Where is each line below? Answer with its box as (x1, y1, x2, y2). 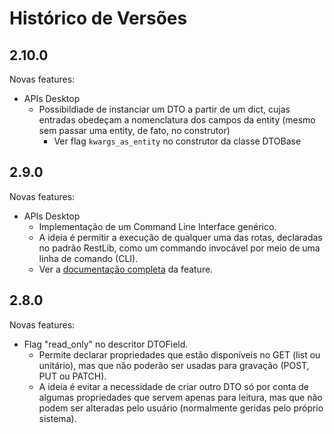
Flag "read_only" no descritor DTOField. (23, 338, 189, 350)
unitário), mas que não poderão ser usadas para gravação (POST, (38, 359, 310, 371)
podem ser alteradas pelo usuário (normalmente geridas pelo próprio (38, 402, 324, 414)
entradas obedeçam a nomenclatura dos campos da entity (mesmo (38, 114, 316, 126)
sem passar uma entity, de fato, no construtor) (38, 125, 231, 136)
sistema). (38, 412, 77, 424)
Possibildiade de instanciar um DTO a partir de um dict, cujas (38, 103, 291, 115)
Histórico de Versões (9, 7, 188, 30)
